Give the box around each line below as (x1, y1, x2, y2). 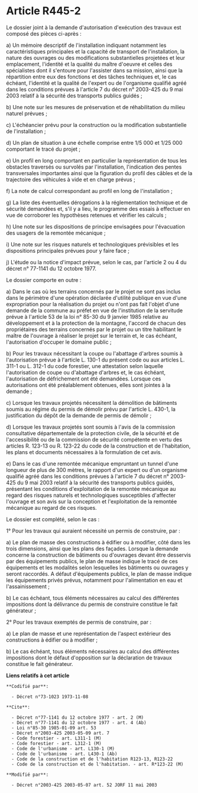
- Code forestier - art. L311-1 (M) (11, 735, 102, 741)
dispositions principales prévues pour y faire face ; (6, 247, 130, 254)
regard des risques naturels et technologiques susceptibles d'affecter (6, 491, 176, 499)
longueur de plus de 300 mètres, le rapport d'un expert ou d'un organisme (6, 466, 188, 473)
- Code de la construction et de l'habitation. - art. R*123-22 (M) (11, 761, 184, 767)
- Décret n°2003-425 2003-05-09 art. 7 (11, 730, 110, 736)
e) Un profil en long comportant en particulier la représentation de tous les (6, 157, 187, 164)
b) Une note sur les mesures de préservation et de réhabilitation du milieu (6, 103, 185, 110)
